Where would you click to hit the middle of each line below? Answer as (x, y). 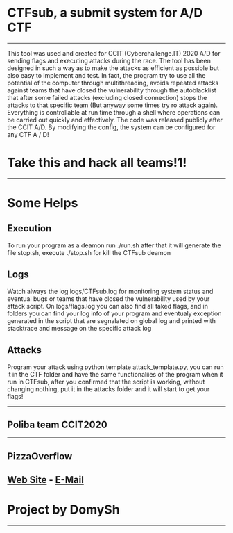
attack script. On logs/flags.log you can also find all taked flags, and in (107, 306)
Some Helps (43, 203)
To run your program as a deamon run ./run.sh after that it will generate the (114, 245)
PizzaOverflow (40, 456)
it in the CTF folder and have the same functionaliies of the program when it (115, 374)
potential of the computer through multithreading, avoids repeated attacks (113, 83)
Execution (29, 228)
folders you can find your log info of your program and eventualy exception (114, 313)
